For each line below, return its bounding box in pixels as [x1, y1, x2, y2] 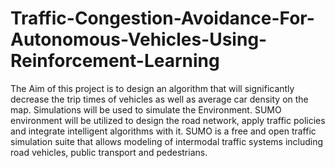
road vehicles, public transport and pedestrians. [10, 146, 208, 158]
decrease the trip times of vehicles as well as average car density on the [10, 93, 309, 105]
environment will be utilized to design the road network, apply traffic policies [10, 114, 326, 126]
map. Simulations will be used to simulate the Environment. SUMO [10, 103, 282, 116]
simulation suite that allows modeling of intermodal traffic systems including [10, 135, 324, 147]
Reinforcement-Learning [10, 50, 220, 72]
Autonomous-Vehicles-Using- [10, 28, 268, 51]
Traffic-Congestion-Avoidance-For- [10, 7, 315, 30]
